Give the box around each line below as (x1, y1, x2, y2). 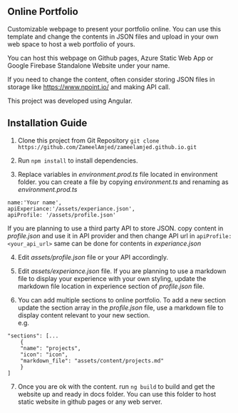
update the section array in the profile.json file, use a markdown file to (17, 303, 224, 312)
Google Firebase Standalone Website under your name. (7, 61, 170, 70)
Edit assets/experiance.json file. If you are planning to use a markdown (17, 267, 227, 275)
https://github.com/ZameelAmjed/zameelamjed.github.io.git (17, 143, 197, 151)
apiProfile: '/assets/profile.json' (7, 211, 116, 218)
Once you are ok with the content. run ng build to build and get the (17, 382, 215, 391)
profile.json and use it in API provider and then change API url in (7, 231, 195, 240)
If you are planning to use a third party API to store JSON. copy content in (7, 224, 224, 233)
